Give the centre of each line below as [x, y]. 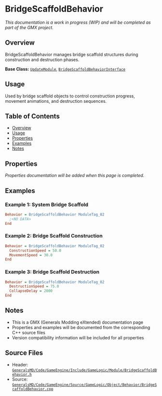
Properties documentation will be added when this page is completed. [75, 175]
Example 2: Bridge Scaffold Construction [54, 236]
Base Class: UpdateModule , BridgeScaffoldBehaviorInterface [65, 69]
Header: [20, 364]
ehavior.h [22, 374]
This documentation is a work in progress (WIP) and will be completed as [78, 22]
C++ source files [29, 333]
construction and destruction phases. [42, 60]
